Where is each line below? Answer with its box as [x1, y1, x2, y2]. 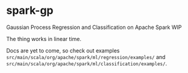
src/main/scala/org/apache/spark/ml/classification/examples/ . [6, 60, 168, 67]
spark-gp [6, 4, 54, 17]
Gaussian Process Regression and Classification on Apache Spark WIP [6, 24, 182, 31]
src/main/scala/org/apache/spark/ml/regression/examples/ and [6, 53, 166, 60]
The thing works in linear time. [6, 35, 82, 42]
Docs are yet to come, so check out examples [6, 46, 120, 54]
